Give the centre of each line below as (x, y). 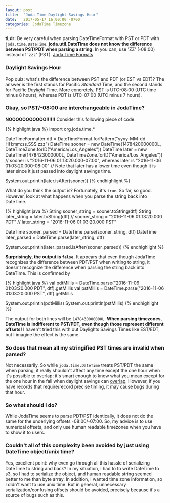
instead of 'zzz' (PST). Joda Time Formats (49, 55)
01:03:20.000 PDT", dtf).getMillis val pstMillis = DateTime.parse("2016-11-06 (85, 288)
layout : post (19, 10)
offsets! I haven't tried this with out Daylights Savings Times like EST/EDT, (83, 329)
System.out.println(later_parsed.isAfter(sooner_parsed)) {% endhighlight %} (85, 247)
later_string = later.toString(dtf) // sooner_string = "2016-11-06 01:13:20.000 (84, 216)
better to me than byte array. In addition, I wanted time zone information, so (84, 479)
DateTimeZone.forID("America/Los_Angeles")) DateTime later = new (76, 149)
